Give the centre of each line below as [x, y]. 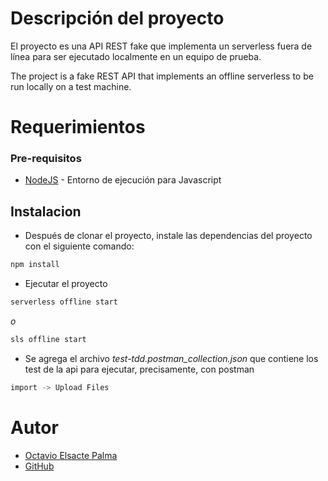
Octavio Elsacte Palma [71, 455]
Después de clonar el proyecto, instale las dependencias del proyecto [168, 236]
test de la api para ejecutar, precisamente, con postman [139, 369]
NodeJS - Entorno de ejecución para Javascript [123, 180]
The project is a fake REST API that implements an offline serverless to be [162, 76]
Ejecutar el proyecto [66, 284]
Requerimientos [78, 127]
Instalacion [46, 211]
